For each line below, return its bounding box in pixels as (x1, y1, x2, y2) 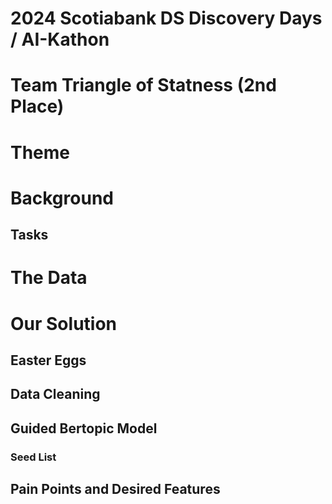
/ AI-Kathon (10, 28, 110, 51)
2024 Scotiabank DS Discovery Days (10, 7, 323, 30)
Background (10, 187, 114, 209)
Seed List (10, 450, 57, 464)
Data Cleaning (10, 386, 101, 403)
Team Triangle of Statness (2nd (10, 74, 277, 97)
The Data (10, 267, 88, 289)
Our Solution (10, 312, 118, 335)
